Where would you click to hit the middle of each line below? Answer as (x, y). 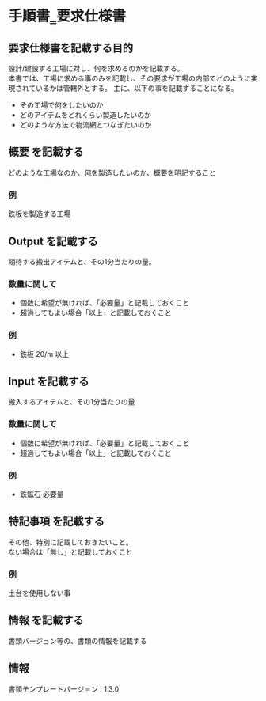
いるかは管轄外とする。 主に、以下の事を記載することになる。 (137, 88)
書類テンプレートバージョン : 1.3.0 (64, 688)
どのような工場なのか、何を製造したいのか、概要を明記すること (112, 172)
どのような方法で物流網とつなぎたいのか (85, 125)
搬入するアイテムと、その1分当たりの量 (72, 402)
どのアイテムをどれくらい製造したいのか (85, 115)
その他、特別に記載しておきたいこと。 (70, 542)
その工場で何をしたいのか (61, 105)
